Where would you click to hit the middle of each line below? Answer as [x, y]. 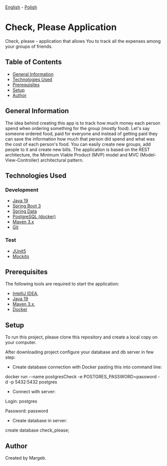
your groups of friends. [29, 46]
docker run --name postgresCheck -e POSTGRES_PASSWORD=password [81, 377]
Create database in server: [40, 421]
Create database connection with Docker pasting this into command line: [87, 367]
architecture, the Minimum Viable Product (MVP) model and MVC [72, 155]
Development [22, 190]
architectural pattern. [62, 160]
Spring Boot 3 [27, 206]
